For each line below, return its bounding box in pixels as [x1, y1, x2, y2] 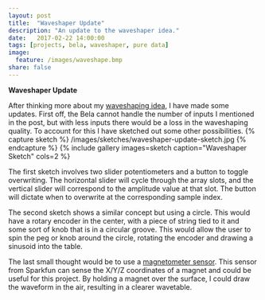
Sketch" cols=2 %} [8, 151, 71, 161]
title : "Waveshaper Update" [8, 19, 105, 27]
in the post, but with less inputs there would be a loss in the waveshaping [8, 117, 248, 127]
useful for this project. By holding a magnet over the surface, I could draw [8, 274, 251, 283]
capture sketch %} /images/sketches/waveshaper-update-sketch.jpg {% [8, 134, 247, 144]
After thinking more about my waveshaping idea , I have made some [8, 100, 229, 110]
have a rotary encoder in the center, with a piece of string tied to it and [8, 216, 240, 225]
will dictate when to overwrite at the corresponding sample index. [8, 192, 223, 201]
